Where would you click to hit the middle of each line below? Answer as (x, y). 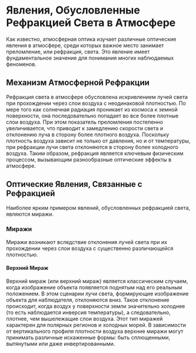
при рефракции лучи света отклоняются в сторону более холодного (92, 147)
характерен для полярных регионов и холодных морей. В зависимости (96, 325)
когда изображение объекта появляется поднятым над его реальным (94, 288)
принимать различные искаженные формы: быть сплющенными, (88, 338)
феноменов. (21, 64)
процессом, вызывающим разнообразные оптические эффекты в (89, 159)
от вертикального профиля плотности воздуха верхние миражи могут (95, 331)
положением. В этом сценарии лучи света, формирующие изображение (97, 294)
